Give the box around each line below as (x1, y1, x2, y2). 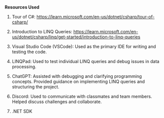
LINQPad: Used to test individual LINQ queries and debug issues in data (11, 59, 160, 64)
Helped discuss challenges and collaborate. (11, 99, 102, 105)
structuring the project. (11, 84, 59, 90)
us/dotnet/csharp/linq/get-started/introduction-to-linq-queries (11, 34, 141, 40)
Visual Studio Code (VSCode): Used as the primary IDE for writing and (11, 44, 157, 49)
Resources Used (4, 4, 39, 10)
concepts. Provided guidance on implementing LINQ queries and (11, 79, 145, 84)
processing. (11, 64, 37, 69)
